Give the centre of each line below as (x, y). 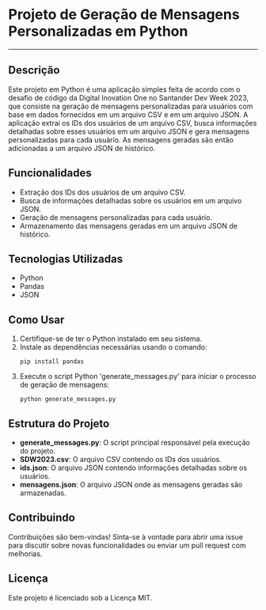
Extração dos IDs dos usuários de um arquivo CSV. (103, 192)
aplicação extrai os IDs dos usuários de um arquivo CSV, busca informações (133, 123)
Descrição (34, 70)
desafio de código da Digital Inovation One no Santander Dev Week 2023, (129, 97)
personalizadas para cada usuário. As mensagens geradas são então (121, 139)
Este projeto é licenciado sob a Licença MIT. (80, 597)
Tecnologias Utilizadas (66, 259)
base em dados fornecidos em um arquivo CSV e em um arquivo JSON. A (128, 114)
